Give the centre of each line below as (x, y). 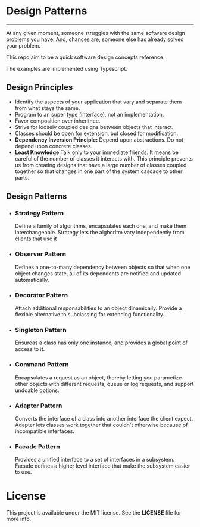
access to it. (30, 349)
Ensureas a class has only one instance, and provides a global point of (101, 343)
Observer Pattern (40, 254)
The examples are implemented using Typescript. (67, 68)
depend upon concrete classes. (54, 146)
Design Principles (40, 87)
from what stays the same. (47, 108)
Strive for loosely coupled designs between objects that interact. (94, 127)
